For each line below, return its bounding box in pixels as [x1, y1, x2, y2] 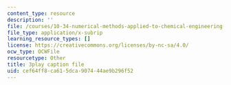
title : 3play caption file [7, 61, 85, 68]
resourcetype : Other [7, 55, 67, 62]
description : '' [7, 16, 54, 23]
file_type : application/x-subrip [7, 29, 103, 36]
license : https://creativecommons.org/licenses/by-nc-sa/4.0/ [7, 42, 189, 49]
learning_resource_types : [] [7, 36, 91, 42]
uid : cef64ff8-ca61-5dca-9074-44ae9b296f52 [7, 67, 134, 74]
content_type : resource [7, 10, 76, 17]
